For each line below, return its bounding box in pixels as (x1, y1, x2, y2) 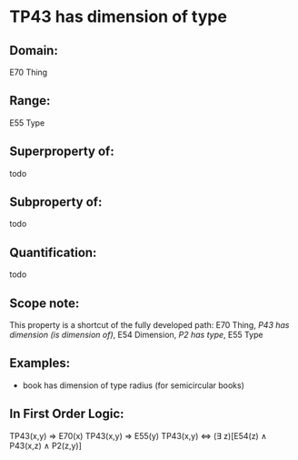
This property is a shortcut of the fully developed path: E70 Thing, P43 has (9, 320, 290, 331)
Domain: (9, 43, 59, 58)
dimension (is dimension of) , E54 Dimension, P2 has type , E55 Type (9, 330, 263, 341)
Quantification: (9, 244, 97, 261)
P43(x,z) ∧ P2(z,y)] (9, 440, 82, 451)
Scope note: (9, 295, 80, 311)
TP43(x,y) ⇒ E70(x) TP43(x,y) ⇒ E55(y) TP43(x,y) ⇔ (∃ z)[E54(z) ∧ (9, 430, 267, 441)
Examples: (9, 355, 71, 371)
